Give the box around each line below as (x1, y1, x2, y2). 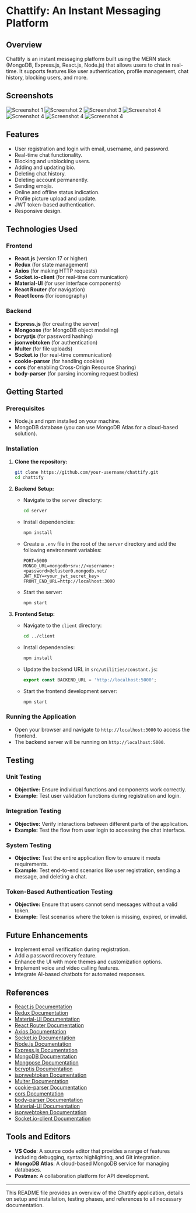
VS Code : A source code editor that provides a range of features (14, 1147, 170, 1155)
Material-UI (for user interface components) (14, 280, 121, 287)
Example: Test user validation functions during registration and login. (14, 792, 181, 800)
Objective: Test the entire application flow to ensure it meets (14, 854, 161, 861)
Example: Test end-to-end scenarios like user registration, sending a (14, 867, 181, 874)
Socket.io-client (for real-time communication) (14, 274, 128, 281)
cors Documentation (14, 1090, 64, 1097)
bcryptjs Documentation (14, 1065, 73, 1072)
